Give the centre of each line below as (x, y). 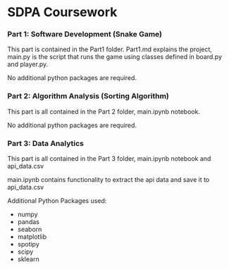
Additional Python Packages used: (57, 201)
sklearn (29, 259)
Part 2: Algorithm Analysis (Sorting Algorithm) (88, 96)
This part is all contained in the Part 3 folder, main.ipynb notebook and (109, 159)
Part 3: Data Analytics (46, 143)
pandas (29, 222)
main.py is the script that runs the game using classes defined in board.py (115, 57)
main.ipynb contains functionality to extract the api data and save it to (109, 180)
